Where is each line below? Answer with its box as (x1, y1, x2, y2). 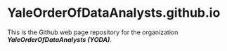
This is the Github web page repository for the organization (7, 28, 179, 36)
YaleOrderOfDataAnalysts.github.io (7, 5, 221, 21)
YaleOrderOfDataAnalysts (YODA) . (7, 35, 112, 43)
